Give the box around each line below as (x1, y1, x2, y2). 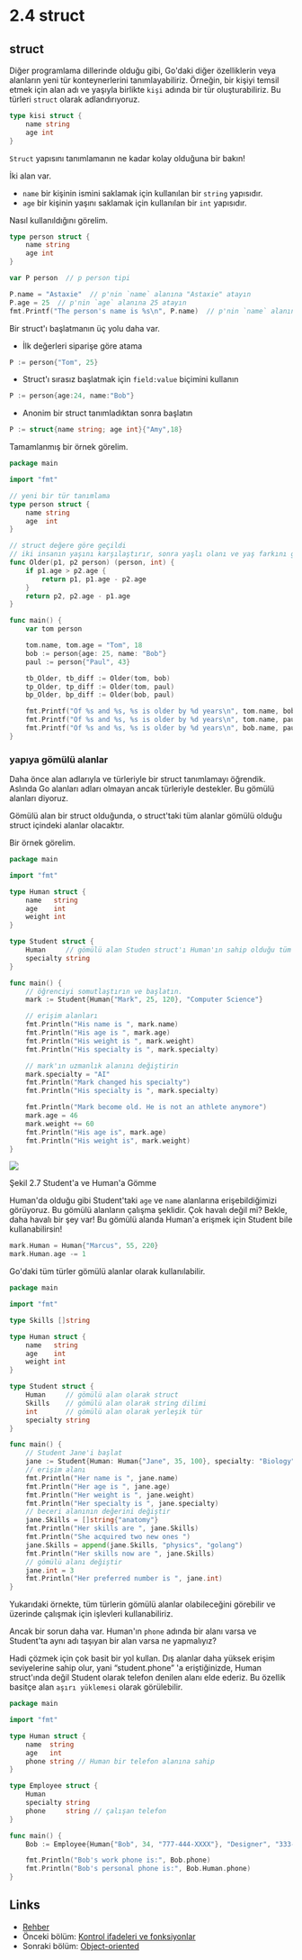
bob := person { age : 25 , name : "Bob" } (25, 649, 167, 658)
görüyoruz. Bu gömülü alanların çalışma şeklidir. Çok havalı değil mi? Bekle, (9, 1205, 288, 1216)
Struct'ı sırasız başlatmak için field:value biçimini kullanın (22, 374, 239, 385)
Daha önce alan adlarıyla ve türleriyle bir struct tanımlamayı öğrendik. (9, 774, 266, 785)
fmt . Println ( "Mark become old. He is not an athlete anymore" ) (25, 1103, 268, 1112)
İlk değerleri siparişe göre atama (22, 340, 143, 351)
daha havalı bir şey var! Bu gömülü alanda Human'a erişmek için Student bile (9, 1214, 293, 1226)
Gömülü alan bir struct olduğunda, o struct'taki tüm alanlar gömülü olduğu (9, 810, 283, 821)
